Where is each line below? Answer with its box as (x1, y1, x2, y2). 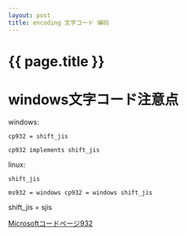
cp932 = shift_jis (8, 132, 68, 140)
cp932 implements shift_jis (8, 146, 101, 154)
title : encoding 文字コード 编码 (8, 19, 109, 27)
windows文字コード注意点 (8, 91, 179, 108)
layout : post (8, 11, 51, 20)
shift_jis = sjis (8, 202, 53, 211)
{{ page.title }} (8, 52, 105, 70)
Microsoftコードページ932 (8, 219, 93, 228)
